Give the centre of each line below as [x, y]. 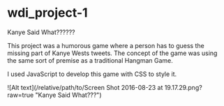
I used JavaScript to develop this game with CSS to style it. [92, 74]
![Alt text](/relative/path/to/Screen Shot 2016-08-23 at [85, 87]
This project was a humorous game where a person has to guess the [106, 45]
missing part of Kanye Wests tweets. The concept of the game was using [112, 53]
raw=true [21, 95]
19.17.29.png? [183, 87]
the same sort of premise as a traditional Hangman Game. [90, 60]
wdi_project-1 [48, 13]
